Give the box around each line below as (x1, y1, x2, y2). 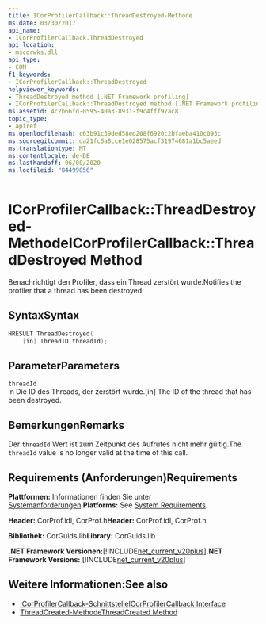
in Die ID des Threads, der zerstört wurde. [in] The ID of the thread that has (8, 387, 252, 396)
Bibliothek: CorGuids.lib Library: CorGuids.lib (8, 530, 156, 540)
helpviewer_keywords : (8, 85, 80, 94)
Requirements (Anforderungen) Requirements (8, 471, 237, 484)
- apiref (8, 122, 37, 130)
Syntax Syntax (8, 308, 80, 322)
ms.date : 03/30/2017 (8, 19, 77, 27)
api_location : (8, 41, 55, 49)
